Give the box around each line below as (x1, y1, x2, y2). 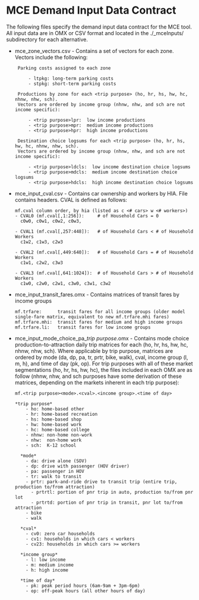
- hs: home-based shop (26, 416, 82, 422)
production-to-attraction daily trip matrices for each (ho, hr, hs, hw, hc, (14, 341, 188, 348)
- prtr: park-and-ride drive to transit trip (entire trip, (26, 479, 178, 485)
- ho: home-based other (26, 406, 84, 412)
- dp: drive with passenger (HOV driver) (26, 463, 129, 469)
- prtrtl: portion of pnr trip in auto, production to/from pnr (30, 489, 194, 495)
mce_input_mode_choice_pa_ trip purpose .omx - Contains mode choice (14, 334, 189, 342)
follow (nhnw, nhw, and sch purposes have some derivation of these (14, 372, 182, 380)
